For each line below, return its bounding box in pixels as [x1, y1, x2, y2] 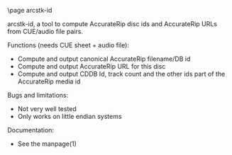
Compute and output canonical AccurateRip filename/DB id [17, 54, 191, 63]
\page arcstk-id [7, 6, 53, 14]
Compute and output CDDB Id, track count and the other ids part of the [17, 70, 226, 78]
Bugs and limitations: [7, 91, 69, 99]
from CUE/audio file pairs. [7, 28, 84, 35]
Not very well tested [17, 105, 77, 113]
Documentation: [7, 126, 55, 134]
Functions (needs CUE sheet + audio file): [7, 41, 130, 49]
